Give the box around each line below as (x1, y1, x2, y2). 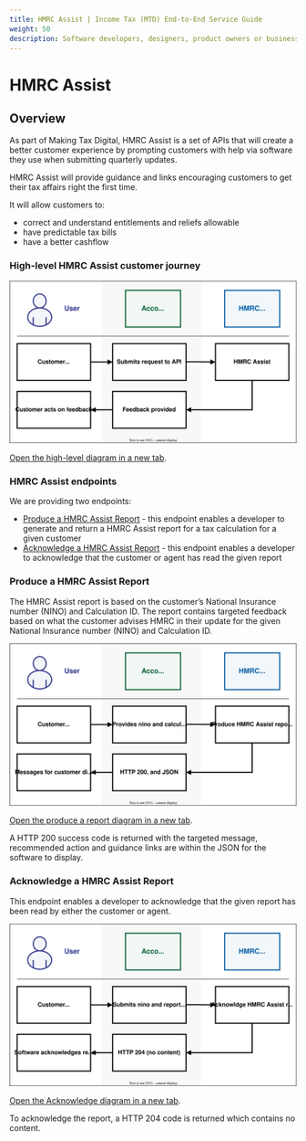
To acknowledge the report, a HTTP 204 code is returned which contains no (9, 1113, 296, 1124)
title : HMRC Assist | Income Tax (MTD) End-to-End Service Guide (9, 15, 262, 24)
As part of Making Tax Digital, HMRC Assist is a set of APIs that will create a (9, 135, 294, 146)
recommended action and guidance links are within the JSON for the (9, 842, 267, 853)
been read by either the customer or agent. (9, 905, 171, 916)
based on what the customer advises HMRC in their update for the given (9, 615, 280, 626)
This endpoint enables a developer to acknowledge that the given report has (9, 895, 296, 906)
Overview (9, 111, 66, 126)
